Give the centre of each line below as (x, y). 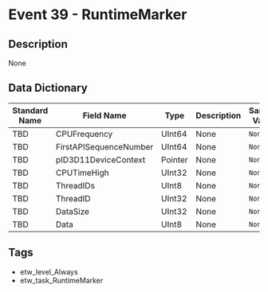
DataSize (73, 211)
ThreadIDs (75, 185)
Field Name (104, 115)
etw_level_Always (49, 271)
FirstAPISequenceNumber (104, 146)
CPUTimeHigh (82, 173)
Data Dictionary (48, 88)
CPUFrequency (84, 134)
